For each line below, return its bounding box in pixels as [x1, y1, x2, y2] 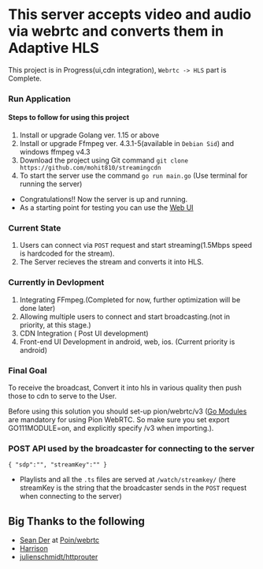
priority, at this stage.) [19, 320, 92, 329]
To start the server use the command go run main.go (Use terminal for [19, 171, 248, 181]
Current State [8, 223, 61, 234]
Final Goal [8, 365, 47, 376]
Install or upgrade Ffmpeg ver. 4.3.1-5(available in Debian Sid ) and [19, 139, 235, 148]
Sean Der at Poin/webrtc [19, 535, 100, 545]
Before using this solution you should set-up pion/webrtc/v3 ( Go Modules [8, 406, 247, 416]
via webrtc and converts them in [8, 22, 224, 40]
